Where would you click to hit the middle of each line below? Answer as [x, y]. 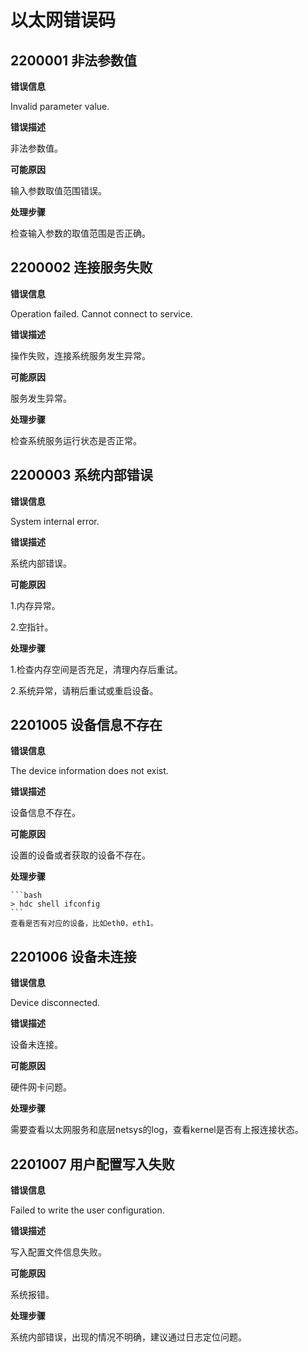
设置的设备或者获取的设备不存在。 [80, 855]
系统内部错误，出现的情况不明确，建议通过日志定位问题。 [128, 1337]
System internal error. [55, 521]
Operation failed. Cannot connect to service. [101, 313]
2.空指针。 [32, 627]
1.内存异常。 [35, 605]
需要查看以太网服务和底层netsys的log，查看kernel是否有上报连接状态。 [157, 1130]
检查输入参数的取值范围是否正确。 [80, 233]
